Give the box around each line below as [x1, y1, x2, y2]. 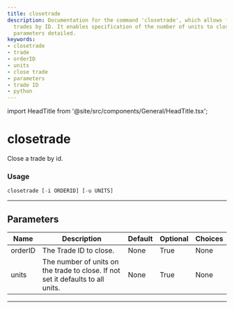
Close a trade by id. [7, 154, 63, 163]
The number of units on [42, 257, 119, 267]
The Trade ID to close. [42, 246, 115, 255]
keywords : [7, 36, 36, 43]
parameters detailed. [13, 29, 77, 37]
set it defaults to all [42, 274, 104, 284]
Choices [195, 234, 224, 244]
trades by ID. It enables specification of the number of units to [13, 23, 214, 30]
